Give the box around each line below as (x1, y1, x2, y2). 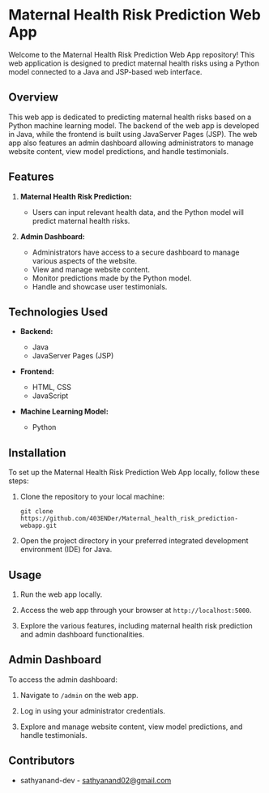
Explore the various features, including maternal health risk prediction (19, 621, 253, 630)
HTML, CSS (32, 383, 71, 392)
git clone (19, 508, 54, 516)
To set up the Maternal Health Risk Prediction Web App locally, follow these (8, 468, 260, 478)
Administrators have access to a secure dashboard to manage (32, 247, 240, 257)
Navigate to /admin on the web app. (19, 690, 139, 700)
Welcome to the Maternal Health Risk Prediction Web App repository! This (8, 49, 255, 59)
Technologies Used (8, 305, 108, 319)
